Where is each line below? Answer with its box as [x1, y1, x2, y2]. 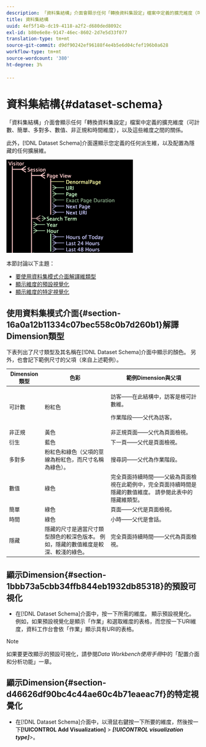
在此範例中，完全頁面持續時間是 [115, 481, 197, 488]
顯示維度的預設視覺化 [15, 281, 69, 288]
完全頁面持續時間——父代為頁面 [110, 533, 191, 540]
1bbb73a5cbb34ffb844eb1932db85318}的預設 [6, 581, 189, 592]
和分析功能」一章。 [6, 658, 55, 665]
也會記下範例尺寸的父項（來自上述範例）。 [17, 356, 122, 363]
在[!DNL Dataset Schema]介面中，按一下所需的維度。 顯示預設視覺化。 [15, 610, 195, 617]
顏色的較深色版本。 [50, 533, 99, 540]
